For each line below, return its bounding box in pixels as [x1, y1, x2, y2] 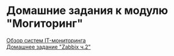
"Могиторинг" [6, 16, 84, 30]
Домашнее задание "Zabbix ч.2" [6, 43, 91, 51]
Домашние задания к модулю [6, 4, 169, 18]
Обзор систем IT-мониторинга [6, 37, 86, 44]
